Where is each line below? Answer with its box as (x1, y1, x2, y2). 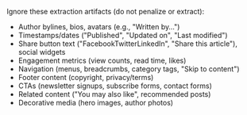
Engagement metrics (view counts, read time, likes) (17, 56, 187, 65)
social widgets (17, 48, 66, 56)
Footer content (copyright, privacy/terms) (17, 73, 154, 82)
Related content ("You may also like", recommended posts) (17, 90, 211, 98)
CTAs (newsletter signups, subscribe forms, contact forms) (17, 81, 213, 90)
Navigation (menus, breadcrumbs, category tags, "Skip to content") (17, 64, 240, 74)
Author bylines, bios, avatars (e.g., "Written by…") (17, 22, 180, 31)
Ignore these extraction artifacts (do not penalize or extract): (6, 7, 205, 16)
